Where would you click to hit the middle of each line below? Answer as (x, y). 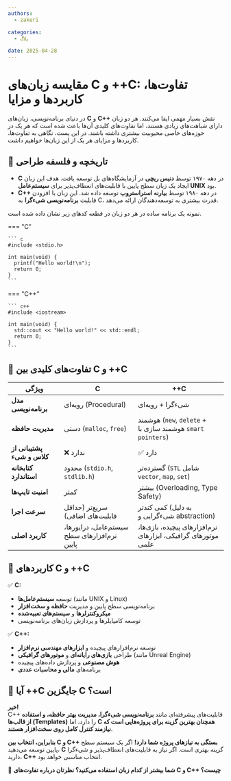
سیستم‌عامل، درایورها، (96, 527)
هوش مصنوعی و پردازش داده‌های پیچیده (69, 662)
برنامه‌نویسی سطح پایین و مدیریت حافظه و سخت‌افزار (86, 606)
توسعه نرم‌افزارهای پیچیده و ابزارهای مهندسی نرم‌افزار (87, 647)
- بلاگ (22, 38)
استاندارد (24, 476)
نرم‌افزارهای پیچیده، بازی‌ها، (178, 527)
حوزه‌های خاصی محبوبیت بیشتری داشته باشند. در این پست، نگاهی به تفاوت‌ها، (106, 133)
